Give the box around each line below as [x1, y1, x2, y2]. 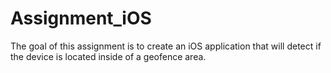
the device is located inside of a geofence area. [10, 50, 207, 62]
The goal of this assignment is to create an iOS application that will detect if [10, 40, 322, 52]
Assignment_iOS [10, 7, 152, 30]
